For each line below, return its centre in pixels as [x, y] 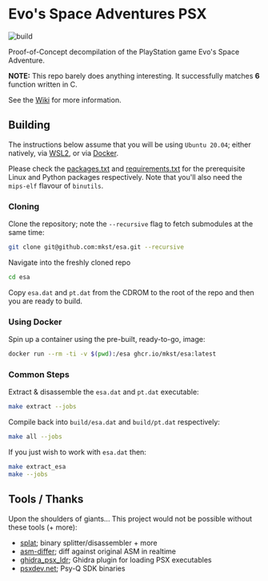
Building [29, 125]
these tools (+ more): [43, 527]
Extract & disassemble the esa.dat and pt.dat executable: [104, 392]
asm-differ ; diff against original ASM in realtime [98, 551]
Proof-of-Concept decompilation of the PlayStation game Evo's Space [124, 51]
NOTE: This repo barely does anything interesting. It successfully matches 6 [134, 75]
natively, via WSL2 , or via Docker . [63, 152]
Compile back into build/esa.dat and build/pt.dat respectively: [114, 422]
